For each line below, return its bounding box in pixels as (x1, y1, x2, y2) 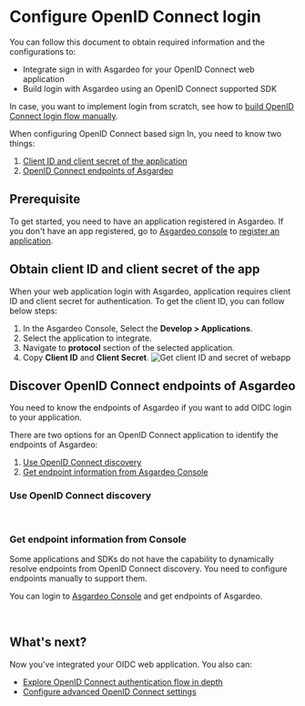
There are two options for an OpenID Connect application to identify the (9, 430, 280, 441)
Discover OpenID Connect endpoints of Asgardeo (9, 378, 296, 394)
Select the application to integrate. (22, 333, 152, 343)
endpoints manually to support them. (9, 572, 147, 584)
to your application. (9, 412, 82, 423)
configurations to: (9, 46, 76, 56)
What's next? (9, 635, 87, 650)
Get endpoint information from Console (9, 533, 187, 546)
